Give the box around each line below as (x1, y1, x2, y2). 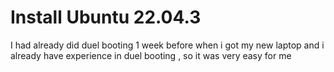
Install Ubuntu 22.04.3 (10, 6, 202, 29)
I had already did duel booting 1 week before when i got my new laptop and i (10, 39, 325, 51)
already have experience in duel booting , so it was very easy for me (10, 49, 292, 61)
